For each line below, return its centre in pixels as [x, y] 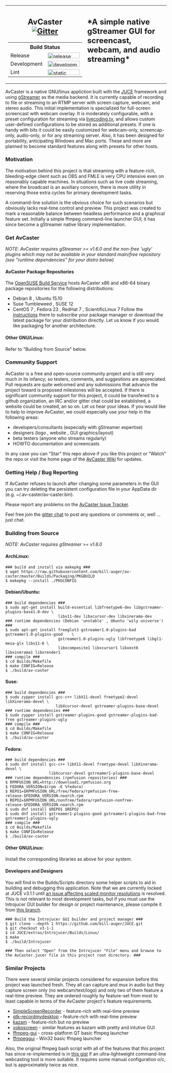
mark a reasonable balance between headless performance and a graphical [85, 213]
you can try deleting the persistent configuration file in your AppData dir [81, 489]
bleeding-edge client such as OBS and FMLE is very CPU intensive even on [85, 176]
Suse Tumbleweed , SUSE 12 [43, 304]
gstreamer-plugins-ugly [42, 720]
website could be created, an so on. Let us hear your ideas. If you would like [86, 406]
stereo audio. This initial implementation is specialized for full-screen [78, 108]
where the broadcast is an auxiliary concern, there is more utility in [76, 187]
